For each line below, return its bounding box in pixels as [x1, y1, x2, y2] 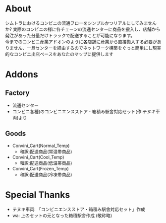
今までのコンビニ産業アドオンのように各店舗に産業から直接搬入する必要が [5, 38, 157, 45]
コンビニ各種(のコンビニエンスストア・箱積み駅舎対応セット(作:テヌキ [12, 108, 156, 114]
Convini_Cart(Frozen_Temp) [12, 165, 69, 171]
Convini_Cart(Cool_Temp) [12, 154, 64, 160]
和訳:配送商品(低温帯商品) [19, 160, 72, 166]
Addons [5, 69, 38, 80]
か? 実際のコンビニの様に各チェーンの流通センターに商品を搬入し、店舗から [5, 26, 161, 32]
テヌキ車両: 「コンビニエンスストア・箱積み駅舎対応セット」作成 [12, 206, 145, 212]
